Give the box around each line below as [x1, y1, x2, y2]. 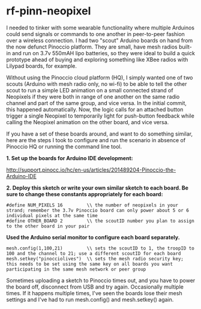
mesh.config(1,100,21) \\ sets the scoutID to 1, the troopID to [6, 245, 195, 251]
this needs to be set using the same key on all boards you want [6, 261, 173, 267]
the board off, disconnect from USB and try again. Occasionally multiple [6, 283, 184, 290]
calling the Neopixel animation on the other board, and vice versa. [6, 118, 169, 125]
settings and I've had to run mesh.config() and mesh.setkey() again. [6, 296, 174, 303]
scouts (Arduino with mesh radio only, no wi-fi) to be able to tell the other [6, 80, 187, 88]
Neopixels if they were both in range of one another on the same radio [6, 93, 180, 100]
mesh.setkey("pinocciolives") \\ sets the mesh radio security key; [6, 256, 184, 262]
